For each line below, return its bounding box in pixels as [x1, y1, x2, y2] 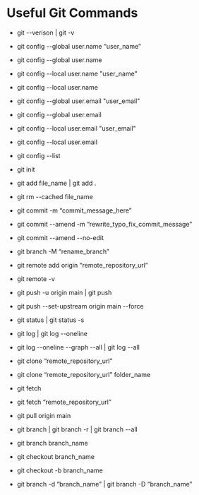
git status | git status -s [16, 316, 85, 324]
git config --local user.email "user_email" [16, 124, 136, 132]
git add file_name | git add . [16, 179, 97, 187]
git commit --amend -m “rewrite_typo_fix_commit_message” [16, 220, 193, 228]
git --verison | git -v [16, 28, 75, 37]
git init [16, 165, 35, 174]
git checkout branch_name [16, 452, 95, 460]
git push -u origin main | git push [16, 288, 112, 297]
